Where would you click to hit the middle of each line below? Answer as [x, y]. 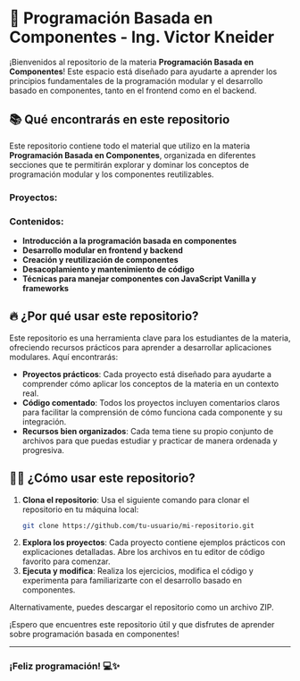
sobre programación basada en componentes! [95, 635]
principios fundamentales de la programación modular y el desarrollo [136, 80]
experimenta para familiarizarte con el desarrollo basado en [132, 581]
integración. [44, 421]
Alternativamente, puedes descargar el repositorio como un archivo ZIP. [142, 608]
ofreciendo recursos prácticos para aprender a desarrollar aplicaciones [141, 347]
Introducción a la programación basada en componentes [129, 240]
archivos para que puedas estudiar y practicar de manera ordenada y [150, 441]
